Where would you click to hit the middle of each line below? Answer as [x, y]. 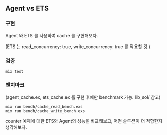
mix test [14, 71]
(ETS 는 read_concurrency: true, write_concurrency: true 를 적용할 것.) [78, 46]
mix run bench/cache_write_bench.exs [45, 111]
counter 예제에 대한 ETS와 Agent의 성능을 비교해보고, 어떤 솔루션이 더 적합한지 [84, 121]
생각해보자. [16, 127]
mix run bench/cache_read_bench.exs [44, 107]
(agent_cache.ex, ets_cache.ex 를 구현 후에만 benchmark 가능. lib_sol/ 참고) [83, 97]
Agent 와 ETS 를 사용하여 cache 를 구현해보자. [52, 35]
